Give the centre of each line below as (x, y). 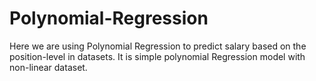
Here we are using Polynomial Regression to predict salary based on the (158, 46)
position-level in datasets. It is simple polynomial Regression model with (157, 56)
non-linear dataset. (48, 67)
